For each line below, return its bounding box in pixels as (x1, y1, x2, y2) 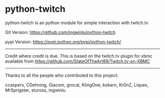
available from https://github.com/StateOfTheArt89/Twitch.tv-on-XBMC (5, 58, 150, 64)
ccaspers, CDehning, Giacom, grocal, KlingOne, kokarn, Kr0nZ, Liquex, (5, 82, 149, 88)
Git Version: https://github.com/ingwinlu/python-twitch (5, 29, 116, 35)
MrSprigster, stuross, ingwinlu (5, 87, 66, 93)
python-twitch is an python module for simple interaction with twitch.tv (5, 20, 149, 26)
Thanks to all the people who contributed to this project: (5, 72, 119, 78)
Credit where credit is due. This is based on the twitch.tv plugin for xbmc (5, 53, 153, 59)
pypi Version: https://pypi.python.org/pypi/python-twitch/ (5, 38, 121, 45)
